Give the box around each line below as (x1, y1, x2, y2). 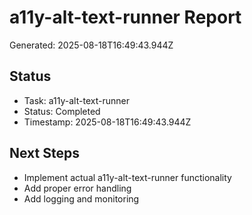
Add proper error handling (23, 182, 132, 194)
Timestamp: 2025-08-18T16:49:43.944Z (23, 116, 192, 128)
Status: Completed (23, 105, 101, 117)
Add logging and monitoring (23, 192, 140, 205)
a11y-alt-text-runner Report (9, 6, 242, 29)
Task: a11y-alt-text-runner (23, 94, 130, 106)
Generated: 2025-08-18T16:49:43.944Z (9, 39, 174, 51)
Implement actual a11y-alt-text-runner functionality (23, 171, 232, 183)
